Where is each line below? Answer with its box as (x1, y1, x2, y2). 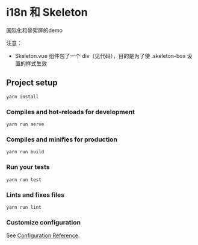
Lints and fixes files (6, 191, 65, 199)
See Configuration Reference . (6, 232, 80, 239)
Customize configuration (6, 218, 81, 226)
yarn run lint (6, 204, 42, 210)
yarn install (6, 94, 39, 100)
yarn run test (6, 176, 42, 183)
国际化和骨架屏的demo (6, 27, 63, 34)
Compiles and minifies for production (6, 135, 117, 144)
